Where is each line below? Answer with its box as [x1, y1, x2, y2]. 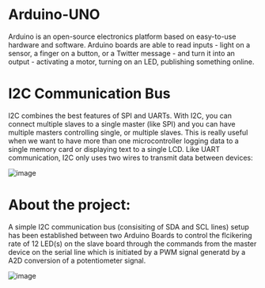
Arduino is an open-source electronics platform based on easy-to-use [8, 32, 237, 41]
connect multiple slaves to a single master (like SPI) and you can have [8, 119, 236, 128]
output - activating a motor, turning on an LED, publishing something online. [8, 57, 255, 66]
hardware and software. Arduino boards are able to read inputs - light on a [8, 40, 251, 49]
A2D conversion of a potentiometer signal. [8, 256, 146, 265]
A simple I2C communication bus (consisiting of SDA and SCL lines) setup [8, 222, 249, 231]
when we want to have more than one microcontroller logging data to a [8, 136, 239, 146]
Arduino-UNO [8, 6, 100, 24]
